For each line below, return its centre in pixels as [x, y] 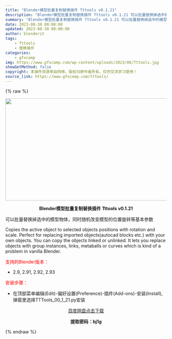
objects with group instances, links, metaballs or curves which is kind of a [83, 245]
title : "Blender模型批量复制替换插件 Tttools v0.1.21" [61, 10]
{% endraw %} [21, 332]
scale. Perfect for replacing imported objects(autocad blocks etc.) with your [85, 235]
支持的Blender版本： [27, 262]
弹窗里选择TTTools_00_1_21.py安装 [49, 300]
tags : [11, 39]
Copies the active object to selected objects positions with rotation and [80, 229]
